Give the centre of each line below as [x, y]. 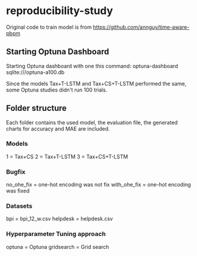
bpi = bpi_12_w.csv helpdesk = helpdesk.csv [60, 219]
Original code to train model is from [49, 27]
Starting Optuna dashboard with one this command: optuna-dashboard [92, 66]
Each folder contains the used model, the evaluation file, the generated [92, 122]
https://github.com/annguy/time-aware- [141, 27]
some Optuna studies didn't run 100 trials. [57, 90]
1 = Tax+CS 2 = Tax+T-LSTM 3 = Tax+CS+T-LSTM [67, 156]
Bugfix [16, 171]
